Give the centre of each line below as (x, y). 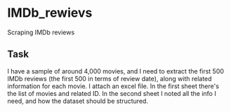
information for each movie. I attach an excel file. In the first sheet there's (113, 86)
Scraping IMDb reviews (41, 32)
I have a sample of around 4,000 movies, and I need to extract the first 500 (116, 71)
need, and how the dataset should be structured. (78, 101)
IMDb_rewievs (50, 13)
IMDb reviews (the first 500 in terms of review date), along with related (110, 78)
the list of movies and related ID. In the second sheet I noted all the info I (112, 93)
